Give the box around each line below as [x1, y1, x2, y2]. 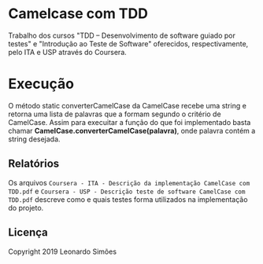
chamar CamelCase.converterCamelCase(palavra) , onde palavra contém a [8, 126, 256, 135]
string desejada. [8, 134, 61, 144]
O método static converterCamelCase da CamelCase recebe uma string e [8, 101, 246, 110]
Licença [8, 225, 49, 240]
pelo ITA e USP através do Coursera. [8, 47, 128, 57]
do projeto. [8, 203, 44, 212]
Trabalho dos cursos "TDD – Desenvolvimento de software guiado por [8, 31, 236, 40]
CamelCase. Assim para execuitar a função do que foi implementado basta [8, 117, 251, 126]
